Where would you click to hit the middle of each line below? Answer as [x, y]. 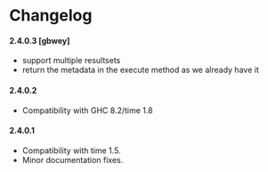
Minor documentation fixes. [73, 160]
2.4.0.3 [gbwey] [40, 40]
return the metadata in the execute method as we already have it [141, 70]
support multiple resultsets [71, 61]
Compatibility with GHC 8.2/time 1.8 [87, 110]
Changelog [51, 16]
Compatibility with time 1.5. [72, 150]
